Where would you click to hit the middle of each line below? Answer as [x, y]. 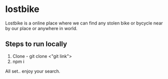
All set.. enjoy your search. [33, 71]
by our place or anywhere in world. [41, 28]
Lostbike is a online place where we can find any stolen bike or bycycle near [84, 23]
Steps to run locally [36, 44]
